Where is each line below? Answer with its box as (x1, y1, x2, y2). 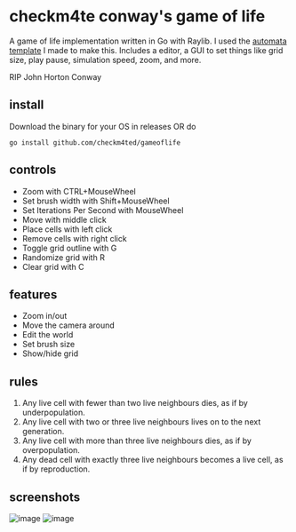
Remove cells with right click (21, 233, 127, 243)
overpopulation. (21, 445, 80, 456)
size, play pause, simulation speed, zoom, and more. (9, 54, 202, 65)
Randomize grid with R (21, 251, 105, 263)
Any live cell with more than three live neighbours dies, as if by (21, 435, 252, 446)
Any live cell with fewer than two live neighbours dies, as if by (21, 398, 249, 409)
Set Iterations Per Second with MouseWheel (21, 204, 184, 215)
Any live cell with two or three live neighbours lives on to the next (21, 417, 261, 427)
